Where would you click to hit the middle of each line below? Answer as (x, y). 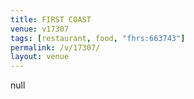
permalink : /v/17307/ (55, 47)
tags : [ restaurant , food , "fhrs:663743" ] (98, 38)
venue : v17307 (40, 29)
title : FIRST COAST (51, 19)
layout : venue (40, 57)
